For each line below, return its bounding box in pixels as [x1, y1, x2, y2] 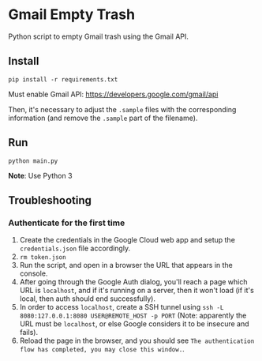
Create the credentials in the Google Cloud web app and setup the [19, 235, 235, 245]
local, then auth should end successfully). [19, 294, 156, 303]
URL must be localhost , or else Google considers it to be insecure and [19, 319, 250, 329]
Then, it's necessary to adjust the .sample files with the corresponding [8, 104, 237, 114]
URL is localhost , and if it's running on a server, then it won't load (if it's [19, 286, 254, 295]
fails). [19, 328, 38, 337]
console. [19, 269, 48, 278]
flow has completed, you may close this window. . [19, 344, 185, 354]
